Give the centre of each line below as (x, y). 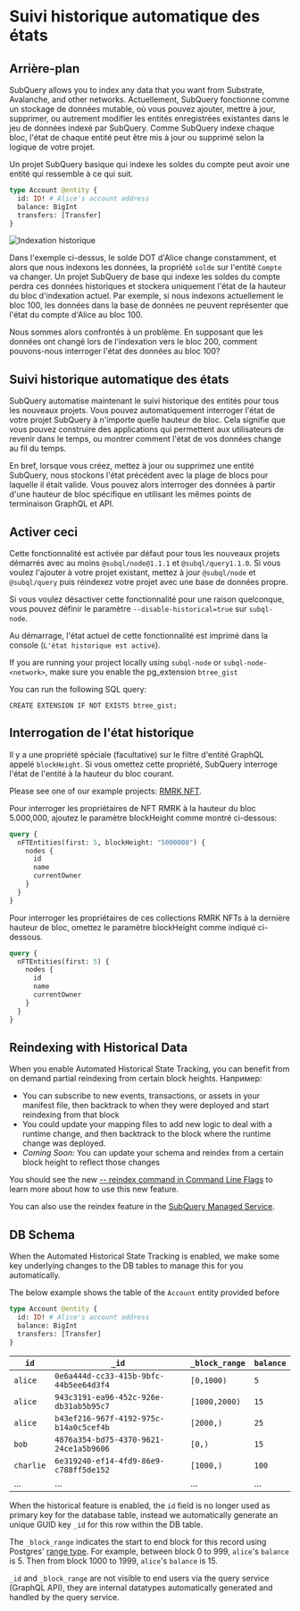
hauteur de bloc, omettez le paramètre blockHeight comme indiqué (133, 927)
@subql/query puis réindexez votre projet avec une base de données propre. (149, 582)
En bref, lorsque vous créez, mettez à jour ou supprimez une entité (132, 466)
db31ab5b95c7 (82, 1406)
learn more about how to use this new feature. (94, 1189)
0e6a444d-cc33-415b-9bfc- (110, 1376)
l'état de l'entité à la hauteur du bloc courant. (92, 773)
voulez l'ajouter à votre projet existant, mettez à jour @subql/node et (133, 572)
